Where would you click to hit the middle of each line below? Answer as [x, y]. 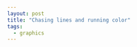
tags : [15, 26]
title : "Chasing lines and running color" [69, 20]
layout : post [26, 13]
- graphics [29, 33]
